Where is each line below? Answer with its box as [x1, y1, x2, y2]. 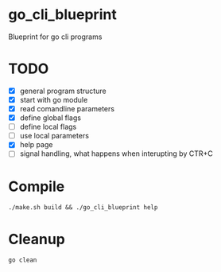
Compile [8, 177, 65, 196]
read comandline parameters [19, 104, 115, 113]
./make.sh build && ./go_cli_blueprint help [8, 204, 158, 212]
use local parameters [19, 131, 90, 141]
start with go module [19, 95, 88, 104]
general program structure [19, 86, 107, 95]
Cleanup [8, 230, 66, 248]
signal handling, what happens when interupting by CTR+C [19, 149, 213, 158]
